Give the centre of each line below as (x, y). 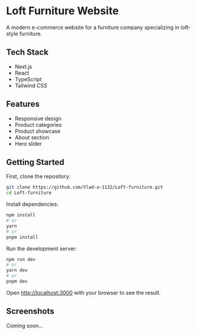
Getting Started (35, 162)
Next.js (23, 66)
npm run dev (21, 259)
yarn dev (17, 270)
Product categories (38, 125)
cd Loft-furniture (29, 193)
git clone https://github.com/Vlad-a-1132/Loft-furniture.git (85, 187)
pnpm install (22, 237)
